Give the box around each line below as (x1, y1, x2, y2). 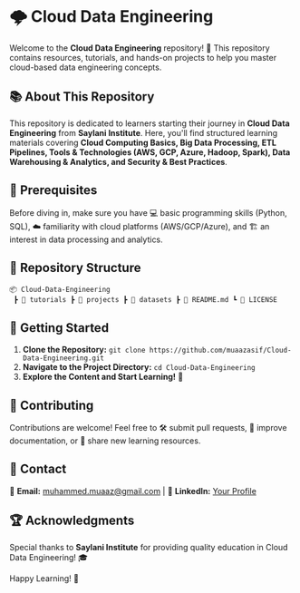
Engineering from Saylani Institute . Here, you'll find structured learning (9, 127, 278, 138)
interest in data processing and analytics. (9, 234, 163, 245)
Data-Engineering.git (22, 354, 104, 363)
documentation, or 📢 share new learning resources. (9, 435, 201, 446)
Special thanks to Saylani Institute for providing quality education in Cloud (9, 541, 288, 552)
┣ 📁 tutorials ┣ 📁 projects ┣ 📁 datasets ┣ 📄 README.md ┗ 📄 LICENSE (13, 296, 278, 305)
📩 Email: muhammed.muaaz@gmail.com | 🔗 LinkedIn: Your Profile (9, 485, 256, 496)
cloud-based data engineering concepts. (9, 62, 162, 73)
